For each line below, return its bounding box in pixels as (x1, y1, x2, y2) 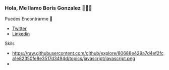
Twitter (12, 25, 27, 31)
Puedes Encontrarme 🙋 (5, 16, 53, 22)
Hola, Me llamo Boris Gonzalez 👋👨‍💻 (5, 4, 92, 11)
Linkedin (12, 31, 30, 37)
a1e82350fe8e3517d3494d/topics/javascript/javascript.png (12, 55, 136, 61)
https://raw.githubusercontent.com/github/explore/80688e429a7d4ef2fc (12, 50, 164, 56)
